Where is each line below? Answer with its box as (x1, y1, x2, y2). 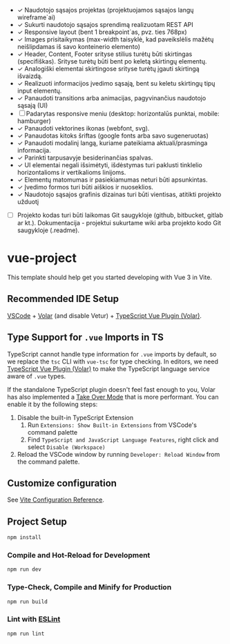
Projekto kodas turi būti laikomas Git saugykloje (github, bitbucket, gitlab (17, 211, 223, 219)
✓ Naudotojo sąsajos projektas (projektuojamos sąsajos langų (17, 6, 194, 14)
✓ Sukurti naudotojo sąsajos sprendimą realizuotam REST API (17, 21, 193, 28)
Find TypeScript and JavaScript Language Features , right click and (27, 435, 219, 444)
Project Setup (7, 515, 68, 527)
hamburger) (17, 117, 52, 125)
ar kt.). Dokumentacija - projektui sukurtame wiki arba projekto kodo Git (17, 219, 222, 227)
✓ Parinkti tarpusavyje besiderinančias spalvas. (17, 153, 153, 162)
